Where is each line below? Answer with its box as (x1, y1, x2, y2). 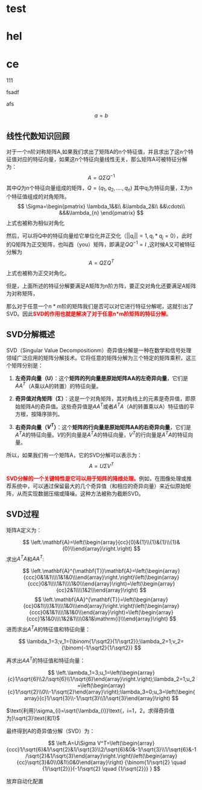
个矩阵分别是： (6, 361, 43, 369)
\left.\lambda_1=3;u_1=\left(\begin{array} (55, 669, 155, 676)
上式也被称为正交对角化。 (6, 269, 70, 276)
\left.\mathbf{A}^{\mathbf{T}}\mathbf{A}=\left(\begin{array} (31, 567, 180, 575)
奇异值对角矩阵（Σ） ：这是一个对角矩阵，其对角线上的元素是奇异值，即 (14, 395, 191, 402)
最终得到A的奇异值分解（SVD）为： (6, 727, 95, 735)
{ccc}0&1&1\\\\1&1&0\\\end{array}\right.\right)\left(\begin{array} (23, 574, 180, 581)
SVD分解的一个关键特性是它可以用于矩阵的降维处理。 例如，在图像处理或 (6, 475, 187, 482)
